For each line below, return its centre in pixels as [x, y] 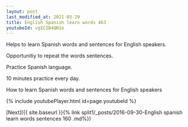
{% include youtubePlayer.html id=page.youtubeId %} [71, 101]
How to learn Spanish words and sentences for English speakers [84, 90]
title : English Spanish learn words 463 [56, 22]
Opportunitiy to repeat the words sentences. [60, 56]
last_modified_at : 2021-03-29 [43, 17]
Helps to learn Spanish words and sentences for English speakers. [86, 44]
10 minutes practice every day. [43, 78]
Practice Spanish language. [39, 67]
